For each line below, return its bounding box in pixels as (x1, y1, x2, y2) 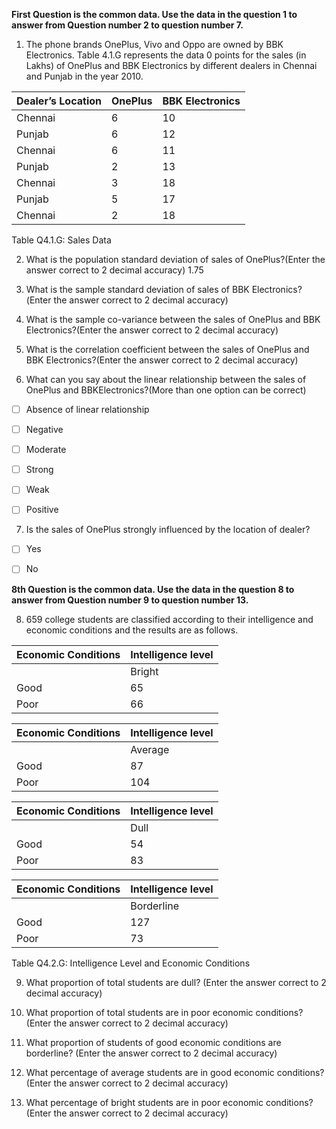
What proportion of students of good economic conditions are (25, 1036, 282, 1048)
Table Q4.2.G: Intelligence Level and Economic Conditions (11, 957, 251, 969)
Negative (25, 424, 64, 436)
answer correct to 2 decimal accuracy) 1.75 (25, 264, 204, 276)
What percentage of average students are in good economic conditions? (25, 1066, 325, 1078)
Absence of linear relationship (25, 404, 150, 415)
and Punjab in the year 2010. (25, 70, 144, 82)
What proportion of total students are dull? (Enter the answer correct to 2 (25, 976, 327, 988)
